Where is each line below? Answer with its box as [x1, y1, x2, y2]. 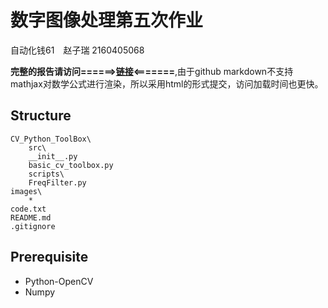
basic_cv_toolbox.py [28, 160, 114, 170]
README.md [10, 212, 52, 223]
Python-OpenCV [24, 275, 94, 287]
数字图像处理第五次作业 [10, 9, 204, 32]
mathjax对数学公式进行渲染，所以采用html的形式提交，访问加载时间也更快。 [10, 77, 324, 90]
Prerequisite [10, 249, 89, 266]
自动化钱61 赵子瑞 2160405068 [10, 44, 145, 56]
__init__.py [28, 151, 78, 161]
